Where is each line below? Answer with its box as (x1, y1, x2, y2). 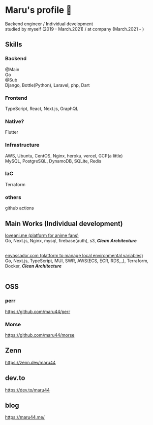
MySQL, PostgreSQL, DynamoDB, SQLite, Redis (5, 158, 102, 164)
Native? (5, 118, 24, 125)
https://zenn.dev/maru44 (5, 359, 56, 365)
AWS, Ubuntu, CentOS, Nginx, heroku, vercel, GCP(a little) (5, 153, 123, 158)
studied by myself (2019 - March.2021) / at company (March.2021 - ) (5, 26, 144, 32)
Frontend (5, 94, 28, 101)
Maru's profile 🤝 (5, 4, 72, 16)
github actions (5, 205, 34, 211)
